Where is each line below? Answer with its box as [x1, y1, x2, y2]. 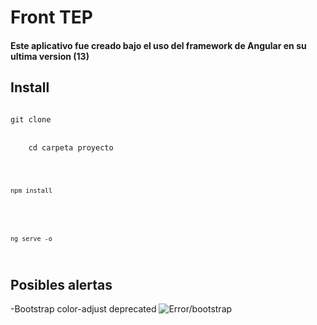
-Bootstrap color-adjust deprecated [10, 302, 157, 315]
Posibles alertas [10, 276, 113, 293]
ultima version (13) [10, 50, 90, 62]
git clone [10, 114, 52, 125]
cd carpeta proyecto [28, 142, 114, 153]
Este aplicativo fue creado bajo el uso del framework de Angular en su [10, 39, 307, 51]
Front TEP [10, 6, 93, 29]
